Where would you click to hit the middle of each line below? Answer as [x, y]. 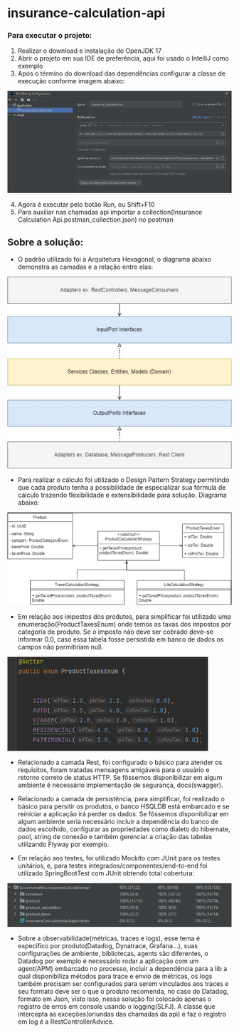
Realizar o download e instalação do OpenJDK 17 [90, 51]
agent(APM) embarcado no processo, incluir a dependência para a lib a [122, 968]
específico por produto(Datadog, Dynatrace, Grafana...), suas [107, 945]
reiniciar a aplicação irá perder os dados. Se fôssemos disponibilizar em [123, 813]
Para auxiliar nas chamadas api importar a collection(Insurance [110, 212]
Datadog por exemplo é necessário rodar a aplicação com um [108, 961]
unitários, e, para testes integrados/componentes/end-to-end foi [112, 865]
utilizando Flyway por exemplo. [63, 844]
